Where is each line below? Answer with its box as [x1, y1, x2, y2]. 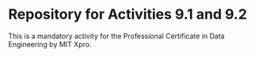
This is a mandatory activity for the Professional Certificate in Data [8, 31, 225, 41]
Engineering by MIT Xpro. [8, 39, 92, 48]
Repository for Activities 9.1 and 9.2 [8, 5, 248, 23]
